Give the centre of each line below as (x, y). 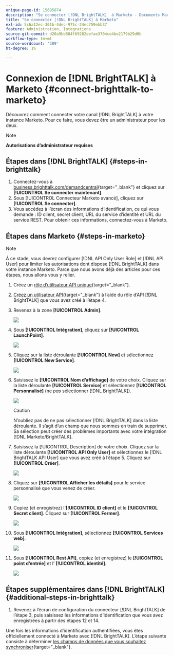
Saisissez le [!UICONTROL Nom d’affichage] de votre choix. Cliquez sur (90, 380)
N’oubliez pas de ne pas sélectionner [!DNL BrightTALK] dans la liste (85, 421)
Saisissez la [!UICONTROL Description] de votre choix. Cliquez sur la (86, 447)
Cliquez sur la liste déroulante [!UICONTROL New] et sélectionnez (83, 355)
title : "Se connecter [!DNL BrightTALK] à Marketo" (62, 20)
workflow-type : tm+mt (29, 39)
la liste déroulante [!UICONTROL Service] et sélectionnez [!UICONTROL (90, 386)
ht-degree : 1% (21, 48)
